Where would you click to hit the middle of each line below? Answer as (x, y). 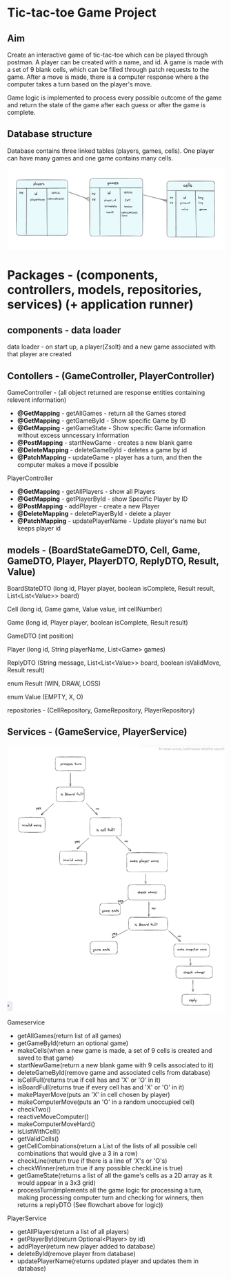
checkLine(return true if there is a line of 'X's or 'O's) (92, 1161)
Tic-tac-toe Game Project (82, 13)
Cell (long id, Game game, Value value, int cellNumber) (85, 609)
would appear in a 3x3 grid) (57, 1183)
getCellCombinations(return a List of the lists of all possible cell (107, 1146)
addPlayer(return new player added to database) (86, 1246)
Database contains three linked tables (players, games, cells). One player (111, 151)
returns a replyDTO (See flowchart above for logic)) (90, 1205)
